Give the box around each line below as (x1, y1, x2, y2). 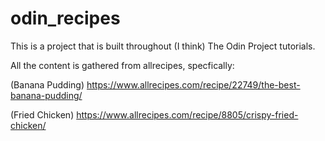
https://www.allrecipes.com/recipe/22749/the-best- (86, 78, 301, 91)
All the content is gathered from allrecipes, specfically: (10, 59, 235, 71)
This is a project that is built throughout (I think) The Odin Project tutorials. (10, 40, 316, 52)
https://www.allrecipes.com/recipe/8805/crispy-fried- (76, 108, 299, 121)
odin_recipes (10, 7, 121, 30)
